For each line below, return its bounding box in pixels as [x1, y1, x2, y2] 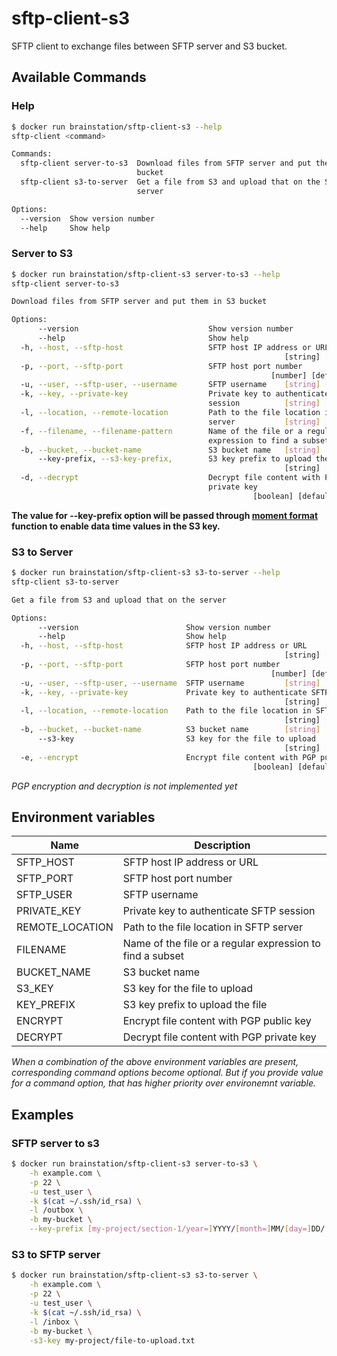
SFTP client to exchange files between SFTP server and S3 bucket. [11, 40, 288, 52]
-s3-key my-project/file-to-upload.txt [29, 1335, 196, 1346]
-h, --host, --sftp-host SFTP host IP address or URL [20, 641, 308, 651]
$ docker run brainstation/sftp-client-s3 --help [11, 122, 223, 132]
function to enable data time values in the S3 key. [11, 520, 221, 532]
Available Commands [11, 69, 147, 86]
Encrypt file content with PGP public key [122, 1014, 312, 1028]
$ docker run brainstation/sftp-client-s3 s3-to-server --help [11, 568, 281, 578]
